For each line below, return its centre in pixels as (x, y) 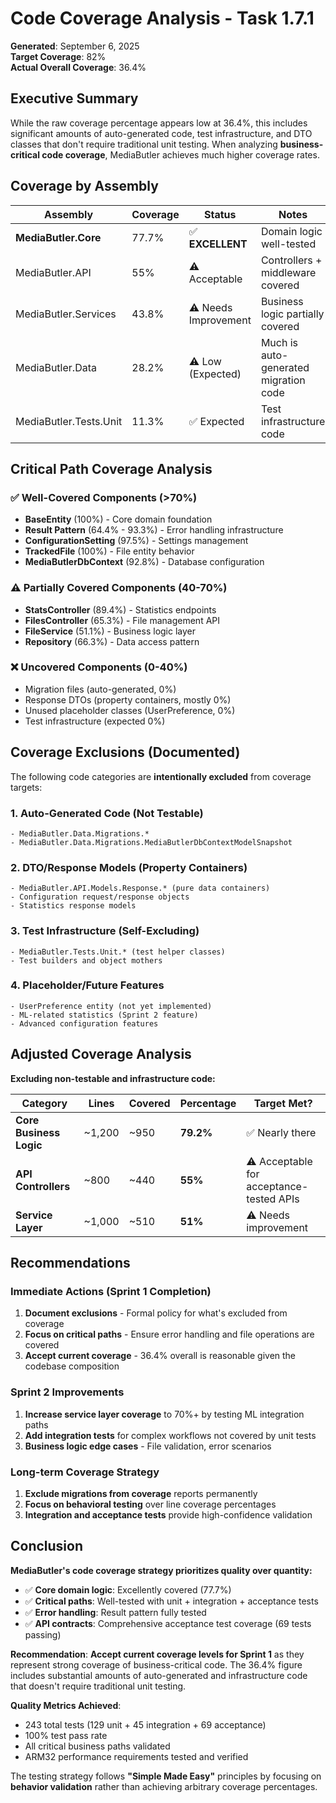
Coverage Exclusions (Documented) (125, 752)
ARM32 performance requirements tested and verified (136, 1756)
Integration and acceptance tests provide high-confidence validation (168, 1514)
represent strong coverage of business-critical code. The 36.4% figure (156, 1664)
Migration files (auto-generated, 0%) (100, 689)
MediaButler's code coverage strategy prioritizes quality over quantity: (161, 1570)
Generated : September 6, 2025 (75, 46)
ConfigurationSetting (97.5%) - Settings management (136, 541)
